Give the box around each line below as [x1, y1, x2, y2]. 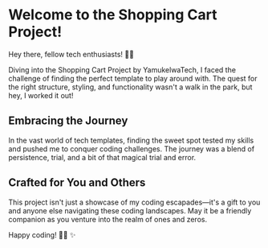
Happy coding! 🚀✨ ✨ [8, 229, 76, 239]
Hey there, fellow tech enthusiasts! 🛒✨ [8, 49, 135, 59]
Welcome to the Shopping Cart [8, 6, 218, 24]
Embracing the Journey [8, 114, 128, 128]
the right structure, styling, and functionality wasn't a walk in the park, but [8, 82, 253, 92]
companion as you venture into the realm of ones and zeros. [8, 214, 207, 224]
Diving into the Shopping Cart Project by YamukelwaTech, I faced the [8, 64, 237, 74]
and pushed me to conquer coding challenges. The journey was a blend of [8, 143, 255, 154]
